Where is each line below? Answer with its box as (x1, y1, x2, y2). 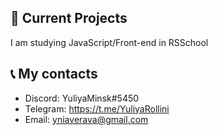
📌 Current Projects (10, 10, 128, 27)
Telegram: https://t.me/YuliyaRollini (24, 102, 170, 115)
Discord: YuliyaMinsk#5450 (24, 92, 140, 104)
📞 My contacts (10, 66, 98, 83)
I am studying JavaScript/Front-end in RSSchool (10, 36, 209, 48)
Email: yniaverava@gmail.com (24, 113, 149, 125)
